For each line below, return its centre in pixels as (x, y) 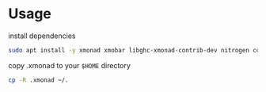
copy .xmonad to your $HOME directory (69, 65)
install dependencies (42, 36)
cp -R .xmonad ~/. (38, 80)
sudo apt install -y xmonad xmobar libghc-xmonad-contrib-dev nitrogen (129, 50)
